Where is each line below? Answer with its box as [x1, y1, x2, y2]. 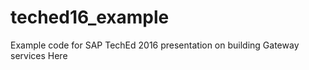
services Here [10, 49, 68, 61]
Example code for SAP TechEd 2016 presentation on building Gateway [10, 39, 300, 51]
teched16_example [10, 6, 170, 29]
